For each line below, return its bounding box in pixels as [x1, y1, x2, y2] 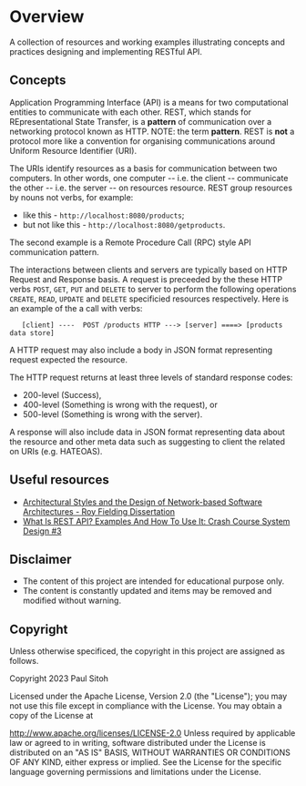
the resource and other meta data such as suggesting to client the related [9, 435, 285, 447]
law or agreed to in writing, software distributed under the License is [9, 738, 266, 749]
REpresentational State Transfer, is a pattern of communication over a [9, 116, 272, 127]
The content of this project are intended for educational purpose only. [22, 576, 285, 587]
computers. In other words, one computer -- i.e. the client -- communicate [9, 172, 289, 183]
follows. [9, 656, 39, 667]
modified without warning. [22, 595, 121, 607]
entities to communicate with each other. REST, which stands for [9, 107, 252, 117]
